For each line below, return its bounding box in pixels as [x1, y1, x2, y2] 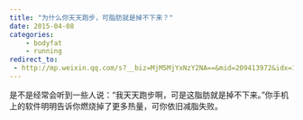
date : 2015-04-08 [9, 22, 75, 31]
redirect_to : [9, 55, 59, 64]
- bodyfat [25, 38, 63, 48]
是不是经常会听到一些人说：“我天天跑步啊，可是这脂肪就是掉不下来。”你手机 [9, 89, 289, 100]
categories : [9, 30, 54, 39]
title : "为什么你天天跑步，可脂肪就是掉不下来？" [9, 13, 174, 23]
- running [25, 47, 63, 56]
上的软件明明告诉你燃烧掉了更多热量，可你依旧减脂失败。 [9, 100, 223, 111]
